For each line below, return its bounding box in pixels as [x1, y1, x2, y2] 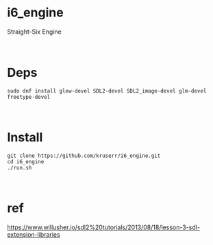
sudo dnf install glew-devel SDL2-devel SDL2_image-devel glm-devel [7, 87, 207, 94]
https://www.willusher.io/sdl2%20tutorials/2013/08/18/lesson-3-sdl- [7, 223, 201, 231]
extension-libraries [7, 230, 60, 238]
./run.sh [7, 164, 32, 171]
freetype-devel [7, 93, 51, 100]
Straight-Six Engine [7, 27, 62, 36]
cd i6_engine [7, 158, 45, 165]
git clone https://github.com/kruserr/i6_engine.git [7, 152, 161, 159]
